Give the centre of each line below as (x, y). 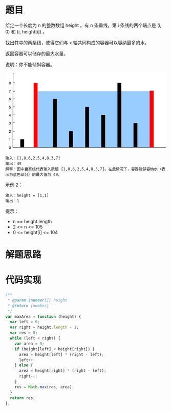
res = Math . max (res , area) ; (44, 387)
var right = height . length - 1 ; (45, 327)
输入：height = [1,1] (27, 195)
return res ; (23, 398)
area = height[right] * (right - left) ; (62, 371)
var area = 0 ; (29, 344)
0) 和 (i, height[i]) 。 (26, 31)
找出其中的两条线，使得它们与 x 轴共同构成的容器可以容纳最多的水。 (77, 42)
